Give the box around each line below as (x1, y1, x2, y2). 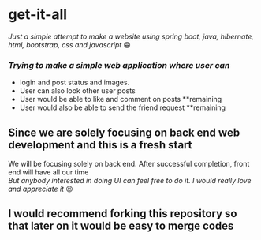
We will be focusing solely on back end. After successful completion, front (8, 159, 250, 169)
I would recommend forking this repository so (8, 207, 237, 220)
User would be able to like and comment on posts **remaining (19, 95, 222, 104)
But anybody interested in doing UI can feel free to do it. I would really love (8, 176, 252, 186)
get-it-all (8, 6, 68, 24)
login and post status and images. (19, 77, 130, 88)
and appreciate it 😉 (8, 184, 73, 194)
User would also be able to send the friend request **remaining (19, 103, 226, 112)
